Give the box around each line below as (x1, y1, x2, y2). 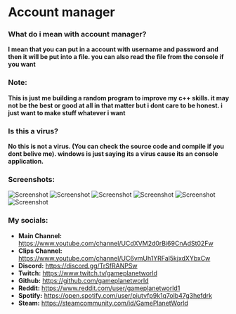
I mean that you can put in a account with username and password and (8, 45, 218, 53)
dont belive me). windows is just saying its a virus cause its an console (8, 150, 218, 158)
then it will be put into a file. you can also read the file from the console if (8, 53, 224, 61)
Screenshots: (8, 175, 55, 184)
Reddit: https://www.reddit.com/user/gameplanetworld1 (18, 284, 181, 292)
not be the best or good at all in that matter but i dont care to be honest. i (8, 101, 223, 110)
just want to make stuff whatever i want (8, 108, 126, 117)
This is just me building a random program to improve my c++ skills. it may (8, 93, 230, 102)
